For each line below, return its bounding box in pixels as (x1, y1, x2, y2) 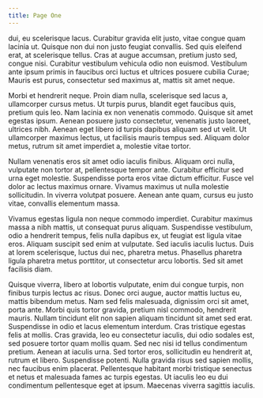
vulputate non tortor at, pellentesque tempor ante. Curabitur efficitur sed (8, 165, 244, 174)
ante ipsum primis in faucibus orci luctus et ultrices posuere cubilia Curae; (8, 66, 250, 76)
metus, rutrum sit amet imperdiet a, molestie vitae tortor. (8, 141, 191, 150)
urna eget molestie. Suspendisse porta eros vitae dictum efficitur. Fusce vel (8, 173, 254, 183)
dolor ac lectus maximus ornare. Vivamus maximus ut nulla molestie (8, 181, 229, 191)
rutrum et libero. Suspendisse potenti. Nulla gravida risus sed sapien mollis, (8, 355, 254, 365)
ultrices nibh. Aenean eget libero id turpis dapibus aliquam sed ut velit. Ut (8, 124, 247, 134)
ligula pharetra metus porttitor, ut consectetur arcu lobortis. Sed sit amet (8, 256, 243, 265)
